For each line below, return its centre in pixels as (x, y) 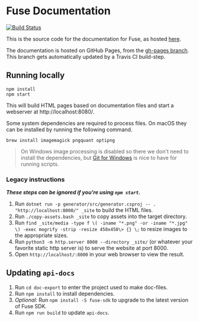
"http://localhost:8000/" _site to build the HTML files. (84, 210)
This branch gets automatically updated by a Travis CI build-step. (86, 56)
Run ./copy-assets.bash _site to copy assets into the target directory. (101, 217)
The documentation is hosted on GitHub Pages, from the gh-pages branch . (98, 50)
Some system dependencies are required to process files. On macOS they (97, 123)
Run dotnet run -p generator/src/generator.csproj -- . (85, 204)
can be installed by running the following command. (69, 130)
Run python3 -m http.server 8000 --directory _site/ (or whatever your (104, 242)
